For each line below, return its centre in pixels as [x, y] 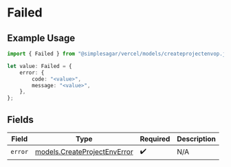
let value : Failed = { [40, 66]
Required [155, 139]
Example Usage [41, 38]
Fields [21, 119]
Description [196, 139]
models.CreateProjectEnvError [84, 152]
